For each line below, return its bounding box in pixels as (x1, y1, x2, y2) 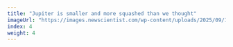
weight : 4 (7, 29, 36, 37)
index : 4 (7, 23, 33, 30)
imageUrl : (7, 17, 36, 23)
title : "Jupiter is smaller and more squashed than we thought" (7, 10, 197, 17)
